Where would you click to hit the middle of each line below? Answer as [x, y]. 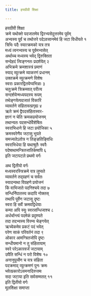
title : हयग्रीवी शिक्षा [22, 10]
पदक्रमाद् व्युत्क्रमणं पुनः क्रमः [26, 265]
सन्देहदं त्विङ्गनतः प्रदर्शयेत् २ [27, 61]
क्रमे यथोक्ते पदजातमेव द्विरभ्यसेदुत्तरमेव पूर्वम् [38, 34]
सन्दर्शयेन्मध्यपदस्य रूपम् [23, 95]
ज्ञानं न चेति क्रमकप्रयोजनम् [26, 117]
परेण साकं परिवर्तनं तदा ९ [24, 232]
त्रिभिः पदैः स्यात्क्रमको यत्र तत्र [28, 44]
